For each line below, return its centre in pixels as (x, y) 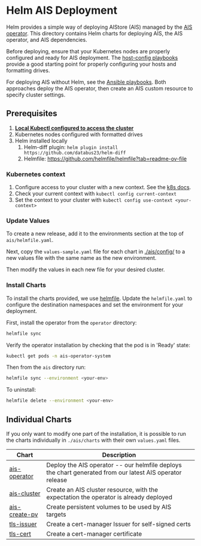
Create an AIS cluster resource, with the (102, 490)
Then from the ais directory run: (46, 367)
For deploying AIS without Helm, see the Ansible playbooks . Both (86, 82)
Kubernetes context (36, 174)
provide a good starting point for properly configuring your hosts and (91, 64)
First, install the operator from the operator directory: (71, 322)
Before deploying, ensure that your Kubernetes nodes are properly (88, 51)
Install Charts (26, 285)
